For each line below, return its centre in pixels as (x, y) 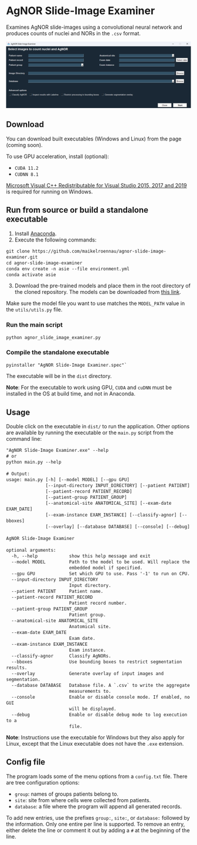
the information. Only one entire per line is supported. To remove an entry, (96, 824)
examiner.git (22, 257)
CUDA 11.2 (27, 168)
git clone (18, 251)
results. (17, 668)
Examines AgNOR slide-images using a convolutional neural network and (94, 27)
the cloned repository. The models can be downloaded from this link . (98, 291)
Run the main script (35, 324)
